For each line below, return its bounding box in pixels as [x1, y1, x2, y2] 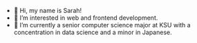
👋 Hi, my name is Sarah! [13, 7, 82, 14]
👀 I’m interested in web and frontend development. [13, 14, 158, 22]
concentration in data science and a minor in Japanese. [13, 28, 172, 36]
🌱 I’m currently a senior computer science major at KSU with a [13, 21, 191, 29]
